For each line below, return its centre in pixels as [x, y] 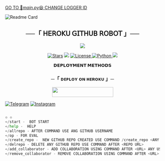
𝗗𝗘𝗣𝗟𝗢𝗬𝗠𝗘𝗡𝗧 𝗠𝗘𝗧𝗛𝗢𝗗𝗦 [82, 65]
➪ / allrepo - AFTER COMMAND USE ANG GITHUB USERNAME [59, 131]
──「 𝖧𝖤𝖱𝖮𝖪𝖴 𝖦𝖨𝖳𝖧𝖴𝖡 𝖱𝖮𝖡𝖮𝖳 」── [82, 34]
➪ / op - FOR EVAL [22, 135]
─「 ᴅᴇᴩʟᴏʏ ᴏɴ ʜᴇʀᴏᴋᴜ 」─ [82, 79]
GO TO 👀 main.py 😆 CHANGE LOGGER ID [46, 8]
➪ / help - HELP [21, 126]
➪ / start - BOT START [27, 122]
